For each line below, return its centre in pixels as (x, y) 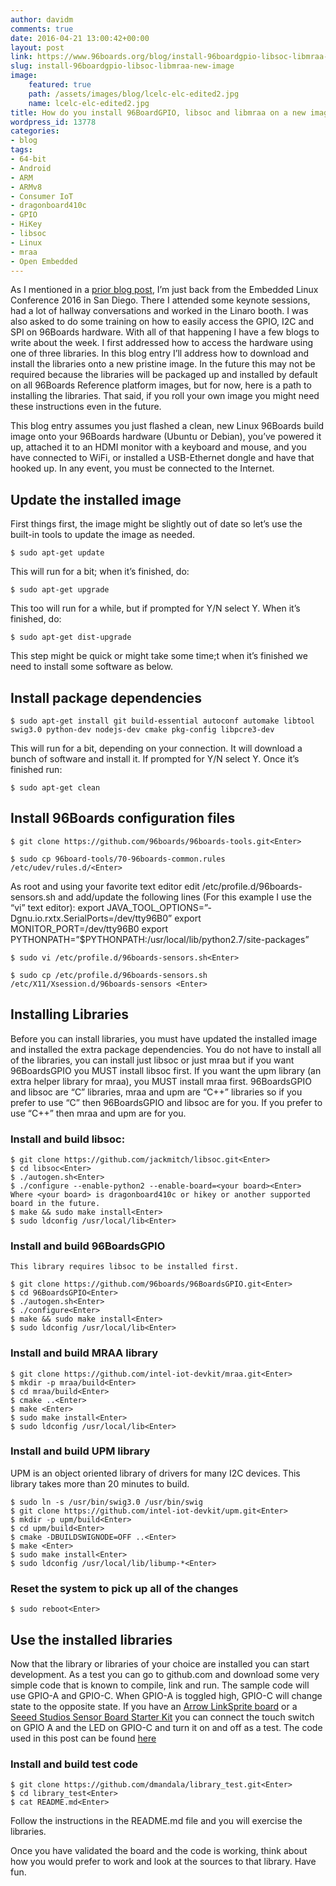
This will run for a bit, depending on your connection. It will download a (156, 748)
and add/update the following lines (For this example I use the (184, 897)
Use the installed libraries (91, 1639)
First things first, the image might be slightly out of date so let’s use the (156, 524)
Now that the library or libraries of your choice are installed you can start (160, 1663)
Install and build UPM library (80, 1451)
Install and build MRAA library (84, 1353)
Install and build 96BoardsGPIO (88, 1246)
